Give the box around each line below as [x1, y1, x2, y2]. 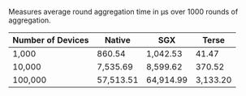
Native [104, 35, 132, 45]
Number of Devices [12, 35, 89, 45]
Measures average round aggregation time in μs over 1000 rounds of [8, 7, 239, 16]
